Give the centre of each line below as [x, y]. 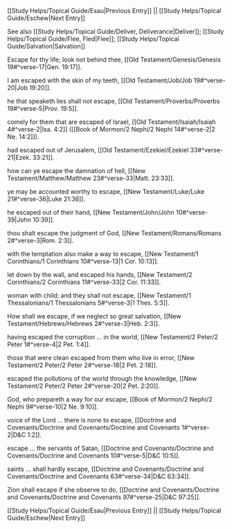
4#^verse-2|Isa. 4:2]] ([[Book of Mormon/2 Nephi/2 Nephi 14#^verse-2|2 [111, 129]
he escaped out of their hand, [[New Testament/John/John [91, 212]
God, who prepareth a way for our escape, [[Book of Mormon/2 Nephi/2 [110, 399]
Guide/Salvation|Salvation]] [46, 46]
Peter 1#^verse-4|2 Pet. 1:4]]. [49, 344]
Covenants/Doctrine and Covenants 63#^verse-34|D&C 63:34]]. [99, 476]
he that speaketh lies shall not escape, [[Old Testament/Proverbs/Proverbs [114, 101]
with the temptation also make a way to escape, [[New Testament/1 [103, 254]
